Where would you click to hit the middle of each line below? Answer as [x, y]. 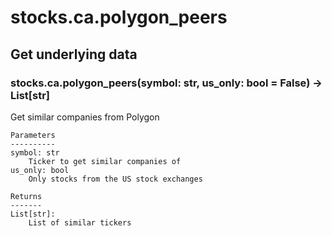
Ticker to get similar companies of [105, 161]
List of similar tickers [80, 222]
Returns [26, 196]
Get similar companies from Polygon [85, 117]
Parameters [33, 135]
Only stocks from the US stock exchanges [115, 179]
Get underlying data [74, 54]
